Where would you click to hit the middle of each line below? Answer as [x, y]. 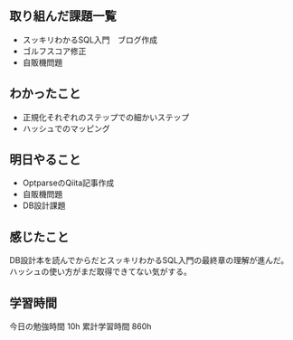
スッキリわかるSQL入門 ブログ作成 [90, 40]
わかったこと [45, 94]
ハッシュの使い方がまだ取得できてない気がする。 [100, 272]
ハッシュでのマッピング [66, 128]
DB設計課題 [44, 205]
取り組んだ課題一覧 [63, 16]
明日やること [45, 160]
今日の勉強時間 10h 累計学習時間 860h [80, 326]
